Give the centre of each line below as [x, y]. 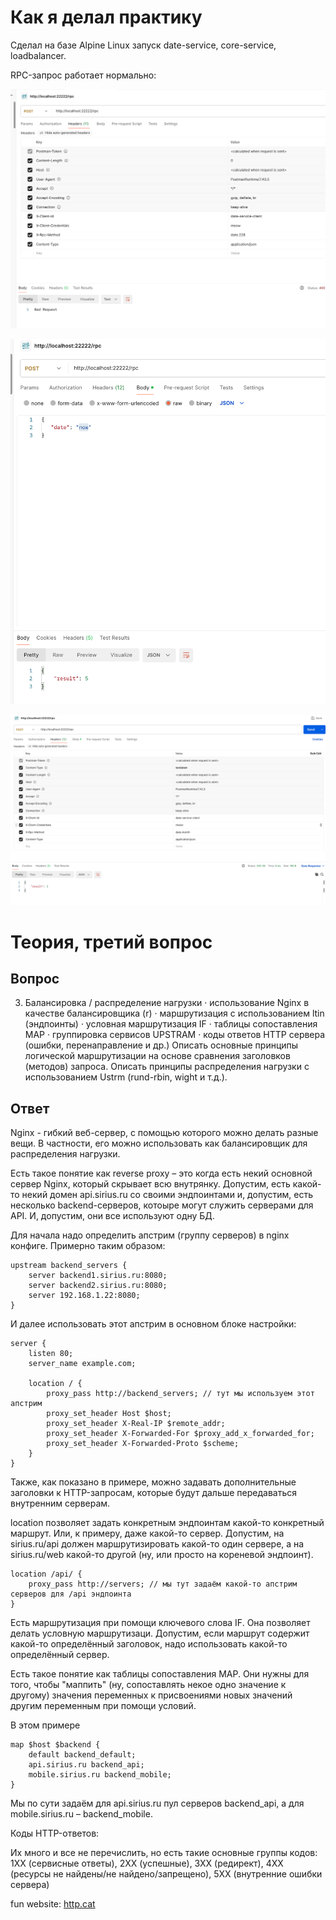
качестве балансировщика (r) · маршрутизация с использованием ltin [174, 1013]
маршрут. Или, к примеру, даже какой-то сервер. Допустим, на [147, 1533]
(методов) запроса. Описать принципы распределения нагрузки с [167, 1067]
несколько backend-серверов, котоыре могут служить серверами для [162, 1205]
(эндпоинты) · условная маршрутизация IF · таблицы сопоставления [171, 1024]
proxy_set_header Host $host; [109, 1414]
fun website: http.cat [53, 1904]
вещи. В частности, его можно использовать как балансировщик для [159, 1143]
